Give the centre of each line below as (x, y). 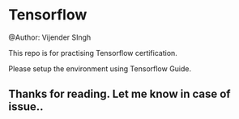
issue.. (26, 107)
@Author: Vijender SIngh (50, 37)
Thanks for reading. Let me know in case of (119, 94)
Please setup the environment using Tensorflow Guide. (100, 68)
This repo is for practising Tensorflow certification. (93, 53)
